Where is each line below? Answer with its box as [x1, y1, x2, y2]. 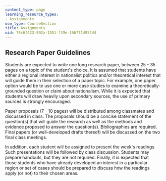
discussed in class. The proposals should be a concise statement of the [5, 113, 152, 119]
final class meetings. [5, 134, 47, 140]
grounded [5, 88, 25, 94]
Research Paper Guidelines [5, 48, 91, 57]
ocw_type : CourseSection [5, 21, 56, 26]
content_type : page [5, 7, 46, 12]
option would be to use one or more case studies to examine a [5, 83, 132, 89]
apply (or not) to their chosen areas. [5, 170, 79, 176]
